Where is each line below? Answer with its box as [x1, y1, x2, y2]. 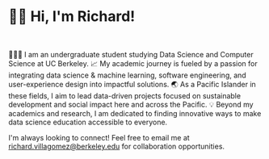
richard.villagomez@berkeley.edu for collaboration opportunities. [8, 141, 225, 151]
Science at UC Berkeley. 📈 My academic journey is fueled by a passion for [8, 58, 258, 68]
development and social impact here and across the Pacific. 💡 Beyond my [8, 99, 254, 109]
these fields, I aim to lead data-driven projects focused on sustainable [8, 90, 241, 100]
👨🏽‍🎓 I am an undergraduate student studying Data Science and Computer [8, 49, 254, 59]
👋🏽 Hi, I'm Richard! [8, 7, 136, 26]
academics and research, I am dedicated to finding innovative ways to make [8, 108, 262, 118]
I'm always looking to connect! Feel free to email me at [8, 132, 190, 142]
